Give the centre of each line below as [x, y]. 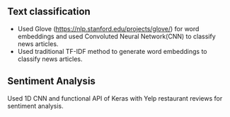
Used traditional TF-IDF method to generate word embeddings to [112, 51]
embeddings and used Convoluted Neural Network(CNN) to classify [116, 36]
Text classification [49, 12]
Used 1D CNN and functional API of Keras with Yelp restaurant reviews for [115, 98]
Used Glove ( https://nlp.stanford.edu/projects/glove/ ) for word [108, 28]
